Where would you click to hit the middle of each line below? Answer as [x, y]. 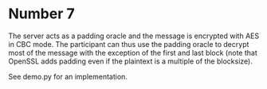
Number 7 [41, 14]
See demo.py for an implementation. [68, 76]
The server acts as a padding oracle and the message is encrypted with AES [134, 36]
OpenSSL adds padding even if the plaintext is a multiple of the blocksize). [130, 61]
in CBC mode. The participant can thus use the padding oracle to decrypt [129, 44]
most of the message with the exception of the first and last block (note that [133, 52]
